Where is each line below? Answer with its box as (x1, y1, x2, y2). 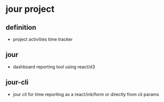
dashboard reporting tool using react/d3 (12, 63, 95, 70)
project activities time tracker (12, 36, 73, 42)
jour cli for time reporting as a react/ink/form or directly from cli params (12, 91, 160, 97)
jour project (5, 3, 55, 15)
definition (5, 23, 37, 32)
